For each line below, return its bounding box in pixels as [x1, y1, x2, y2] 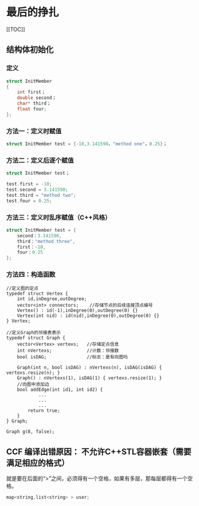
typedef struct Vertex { [6, 291, 68, 297]
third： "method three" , [17, 238, 76, 244]
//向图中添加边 [17, 382, 50, 388]
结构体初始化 [6, 44, 54, 55]
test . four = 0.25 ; [6, 197, 52, 204]
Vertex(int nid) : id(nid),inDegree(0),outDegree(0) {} [17, 313, 160, 319]
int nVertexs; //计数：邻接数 [17, 348, 119, 354]
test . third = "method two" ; [6, 192, 77, 198]
